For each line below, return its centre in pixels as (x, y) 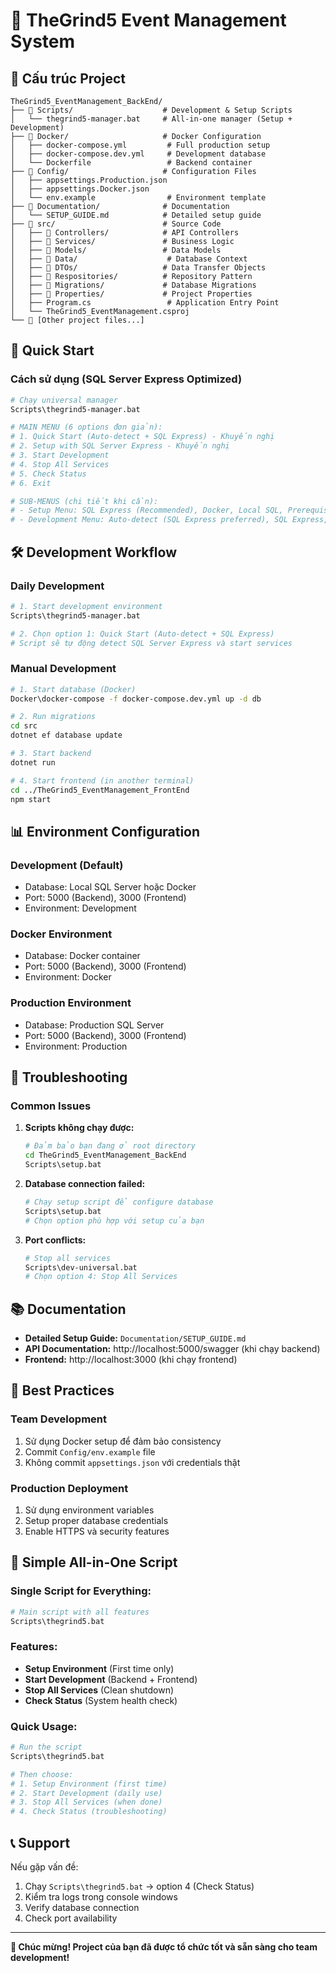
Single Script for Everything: (81, 1591)
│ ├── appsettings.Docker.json (80, 189)
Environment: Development (80, 908)
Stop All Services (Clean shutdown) (99, 1690)
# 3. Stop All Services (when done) (86, 1802)
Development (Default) (67, 865)
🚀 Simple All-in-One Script (94, 1562)
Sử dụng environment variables (89, 1510)
